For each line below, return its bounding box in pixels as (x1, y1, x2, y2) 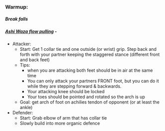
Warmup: (5, 3, 28, 10)
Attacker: (12, 41, 31, 47)
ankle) (19, 105, 33, 111)
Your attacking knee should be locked (27, 89, 105, 95)
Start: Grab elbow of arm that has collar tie (19, 115, 107, 121)
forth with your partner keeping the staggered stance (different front (19, 51, 160, 58)
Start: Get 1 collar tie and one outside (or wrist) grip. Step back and (19, 46, 157, 52)
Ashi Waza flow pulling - (5, 28, 57, 34)
